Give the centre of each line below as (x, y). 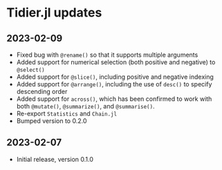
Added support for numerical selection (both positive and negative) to (116, 62)
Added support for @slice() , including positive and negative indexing (115, 77)
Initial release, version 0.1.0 (55, 159)
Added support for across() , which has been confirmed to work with (114, 99)
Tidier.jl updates (54, 13)
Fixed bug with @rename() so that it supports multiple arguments (107, 55)
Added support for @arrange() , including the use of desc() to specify (114, 84)
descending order (42, 92)
